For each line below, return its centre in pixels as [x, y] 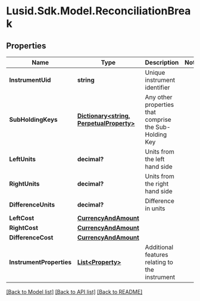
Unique [155, 73]
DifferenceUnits [32, 205]
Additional [159, 247]
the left [155, 159]
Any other [159, 97]
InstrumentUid [30, 80]
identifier [157, 87]
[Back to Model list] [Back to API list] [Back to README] [74, 292]
